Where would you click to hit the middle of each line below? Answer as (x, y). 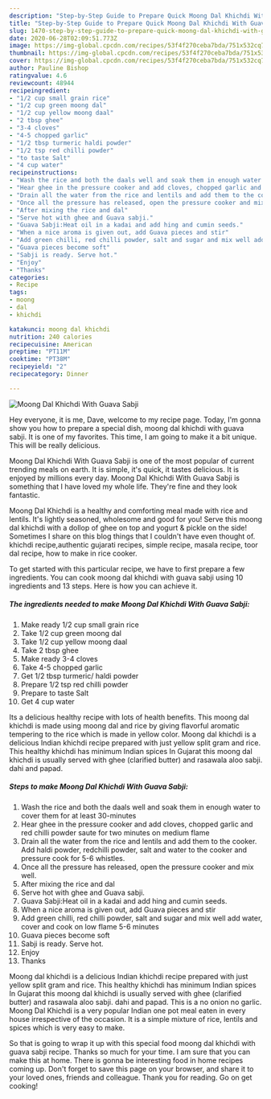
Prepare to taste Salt (55, 693)
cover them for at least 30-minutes (78, 815)
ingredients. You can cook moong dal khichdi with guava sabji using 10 (126, 577)
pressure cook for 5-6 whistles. (73, 858)
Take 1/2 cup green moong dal (71, 633)
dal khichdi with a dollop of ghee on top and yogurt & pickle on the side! (128, 527)
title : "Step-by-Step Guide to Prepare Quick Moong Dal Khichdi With (128, 23)
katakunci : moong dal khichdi (60, 329)
